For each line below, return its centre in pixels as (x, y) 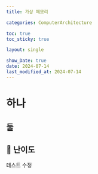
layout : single (25, 50)
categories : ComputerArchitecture (49, 22)
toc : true (19, 34)
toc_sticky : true (28, 39)
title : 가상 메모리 (27, 12)
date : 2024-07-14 (28, 67)
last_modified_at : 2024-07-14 (44, 72)
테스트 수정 (19, 165)
